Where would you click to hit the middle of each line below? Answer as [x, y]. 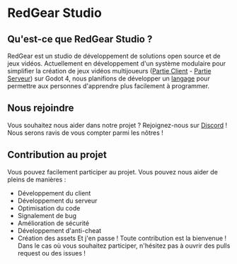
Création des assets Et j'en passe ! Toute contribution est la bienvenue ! [122, 238]
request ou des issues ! [52, 253]
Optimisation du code [49, 208]
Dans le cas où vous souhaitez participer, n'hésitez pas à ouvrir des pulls [124, 246]
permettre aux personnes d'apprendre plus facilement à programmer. [109, 86]
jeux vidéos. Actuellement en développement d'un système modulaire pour [117, 64]
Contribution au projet [57, 155]
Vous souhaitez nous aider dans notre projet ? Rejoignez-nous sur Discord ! [117, 125]
